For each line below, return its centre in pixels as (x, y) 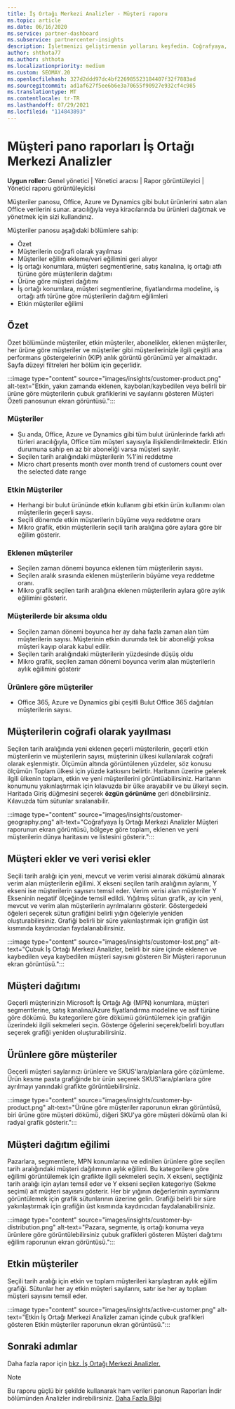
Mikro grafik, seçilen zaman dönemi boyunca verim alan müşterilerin (116, 661)
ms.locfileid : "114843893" (47, 112)
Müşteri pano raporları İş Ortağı (101, 146)
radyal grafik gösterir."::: (42, 1123)
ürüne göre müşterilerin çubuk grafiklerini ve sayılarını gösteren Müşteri (110, 393)
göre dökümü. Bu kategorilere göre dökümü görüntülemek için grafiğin (109, 1017)
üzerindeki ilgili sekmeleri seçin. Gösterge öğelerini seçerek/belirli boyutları (116, 1025)
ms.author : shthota (36, 60)
